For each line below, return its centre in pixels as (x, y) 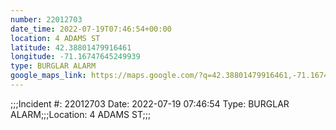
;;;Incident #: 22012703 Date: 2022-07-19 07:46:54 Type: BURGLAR (150, 103)
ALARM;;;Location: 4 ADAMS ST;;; (81, 114)
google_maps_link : (48, 76)
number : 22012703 (46, 19)
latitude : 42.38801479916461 (71, 47)
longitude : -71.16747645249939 (75, 57)
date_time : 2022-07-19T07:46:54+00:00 (91, 29)
